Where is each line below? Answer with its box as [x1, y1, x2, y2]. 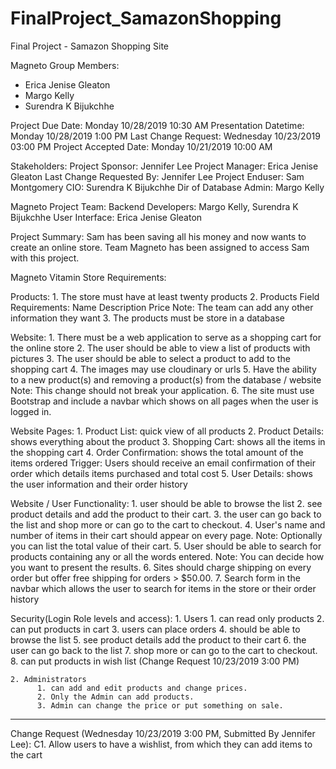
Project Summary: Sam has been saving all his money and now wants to [10, 230, 307, 242]
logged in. [10, 405, 52, 417]
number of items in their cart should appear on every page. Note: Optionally [10, 529, 323, 541]
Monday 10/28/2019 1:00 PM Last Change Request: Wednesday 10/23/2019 [10, 130, 321, 142]
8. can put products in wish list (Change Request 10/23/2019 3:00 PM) [10, 655, 300, 667]
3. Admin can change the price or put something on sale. [36, 700, 284, 711]
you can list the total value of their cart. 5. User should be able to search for [10, 540, 322, 552]
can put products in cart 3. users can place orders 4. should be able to [10, 623, 301, 635]
